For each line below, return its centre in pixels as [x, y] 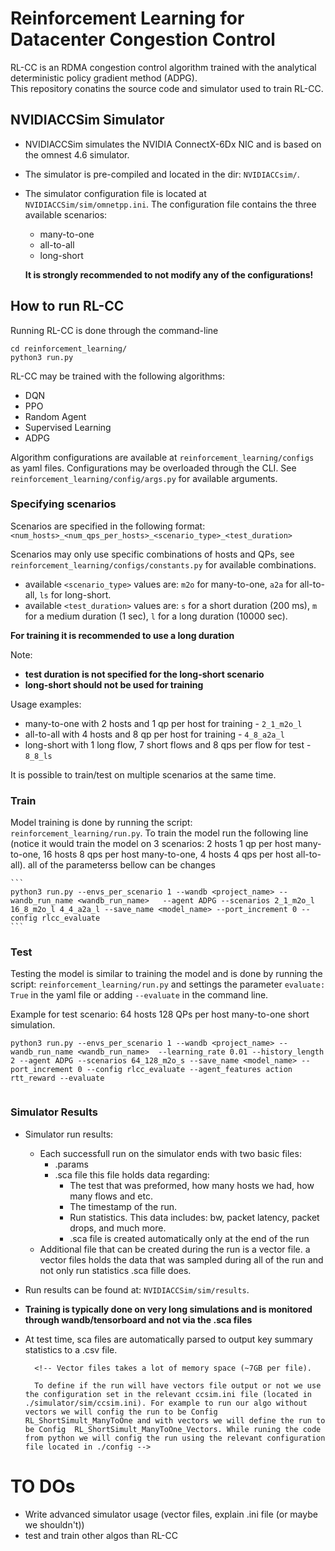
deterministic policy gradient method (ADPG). [104, 78]
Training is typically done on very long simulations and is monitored [168, 1309]
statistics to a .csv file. [71, 1349]
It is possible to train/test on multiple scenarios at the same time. [143, 774]
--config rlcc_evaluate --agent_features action [189, 1070]
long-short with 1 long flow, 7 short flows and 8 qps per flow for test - [168, 744]
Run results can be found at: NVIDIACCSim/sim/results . [137, 1289]
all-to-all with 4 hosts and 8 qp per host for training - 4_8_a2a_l [154, 734]
